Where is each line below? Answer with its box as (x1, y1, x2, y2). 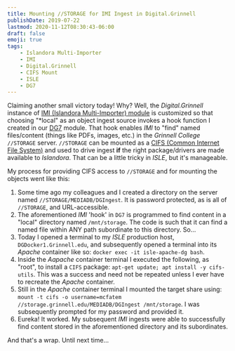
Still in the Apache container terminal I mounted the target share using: (17, 285, 222, 293)
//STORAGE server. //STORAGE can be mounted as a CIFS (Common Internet (7, 138, 220, 147)
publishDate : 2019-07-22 (7, 17, 80, 24)
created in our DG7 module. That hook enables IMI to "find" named (7, 124, 201, 132)
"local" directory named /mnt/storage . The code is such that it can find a (17, 218, 228, 227)
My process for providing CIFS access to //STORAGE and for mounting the (7, 167, 217, 175)
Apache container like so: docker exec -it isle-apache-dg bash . (17, 248, 205, 256)
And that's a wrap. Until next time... (7, 336, 109, 345)
